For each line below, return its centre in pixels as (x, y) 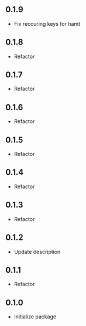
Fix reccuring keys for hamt (47, 23)
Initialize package (35, 317)
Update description (37, 252)
